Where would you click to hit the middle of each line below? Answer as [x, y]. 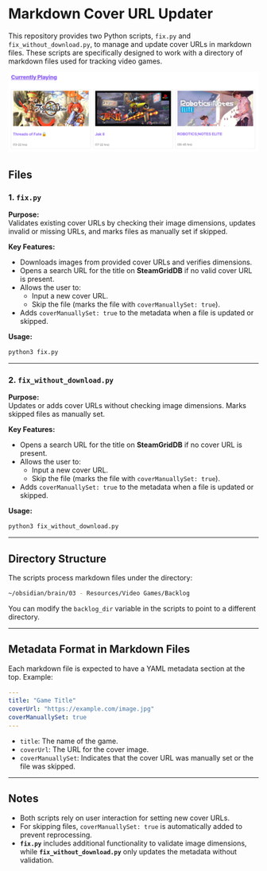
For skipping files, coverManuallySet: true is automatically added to [131, 826]
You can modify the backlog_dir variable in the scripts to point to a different [132, 608]
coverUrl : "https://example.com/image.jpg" [81, 709]
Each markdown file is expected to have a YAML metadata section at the [127, 669]
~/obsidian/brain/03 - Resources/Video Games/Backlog [99, 593]
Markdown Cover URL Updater [110, 14]
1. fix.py [25, 197]
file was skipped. [47, 766]
